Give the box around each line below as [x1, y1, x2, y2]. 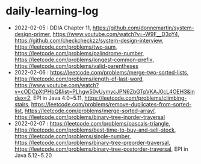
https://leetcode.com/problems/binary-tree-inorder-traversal [14, 113, 165, 121]
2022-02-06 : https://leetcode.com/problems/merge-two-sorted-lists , [14, 68, 189, 76]
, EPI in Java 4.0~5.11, [30, 94, 84, 102]
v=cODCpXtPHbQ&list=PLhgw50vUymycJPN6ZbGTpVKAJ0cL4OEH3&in [14, 88, 195, 95]
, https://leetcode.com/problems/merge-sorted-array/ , [21, 107, 156, 114]
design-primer [14, 30, 50, 37]
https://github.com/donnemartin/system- [92, 24, 194, 31]
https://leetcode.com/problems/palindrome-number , [14, 49, 144, 56]
